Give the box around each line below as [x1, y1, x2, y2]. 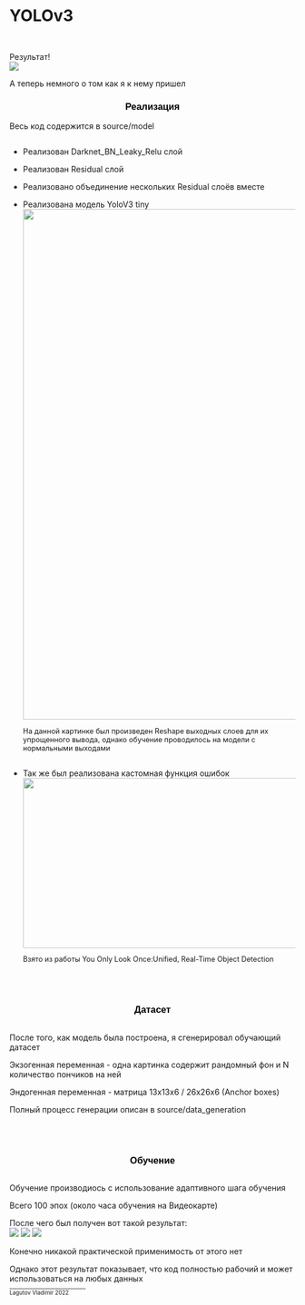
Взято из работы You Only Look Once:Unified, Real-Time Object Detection [22, 955, 274, 965]
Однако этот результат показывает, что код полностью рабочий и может [9, 1263, 293, 1275]
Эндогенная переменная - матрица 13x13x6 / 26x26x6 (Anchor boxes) [9, 1086, 280, 1097]
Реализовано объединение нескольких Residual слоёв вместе [22, 182, 265, 192]
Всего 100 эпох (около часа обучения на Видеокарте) [9, 1200, 218, 1212]
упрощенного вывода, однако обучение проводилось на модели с [22, 734, 256, 744]
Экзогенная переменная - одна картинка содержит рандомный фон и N [9, 1059, 290, 1070]
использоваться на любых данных [9, 1273, 143, 1284]
